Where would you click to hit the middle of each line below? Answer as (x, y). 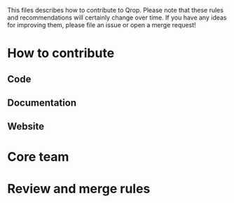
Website (26, 126)
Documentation (42, 103)
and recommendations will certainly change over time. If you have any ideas (117, 17)
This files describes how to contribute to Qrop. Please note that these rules (116, 10)
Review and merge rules (79, 189)
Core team (38, 156)
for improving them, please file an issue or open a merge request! (102, 25)
